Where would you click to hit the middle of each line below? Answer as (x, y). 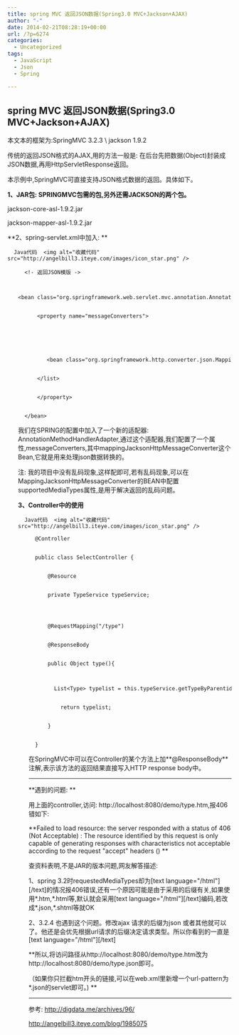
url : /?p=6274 (28, 34)
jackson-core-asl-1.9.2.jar (45, 209)
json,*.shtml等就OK (67, 908)
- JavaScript (33, 61)
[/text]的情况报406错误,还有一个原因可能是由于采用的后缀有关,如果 (126, 890)
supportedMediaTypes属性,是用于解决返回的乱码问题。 (98, 490)
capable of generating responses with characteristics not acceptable (129, 844)
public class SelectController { (84, 557)
